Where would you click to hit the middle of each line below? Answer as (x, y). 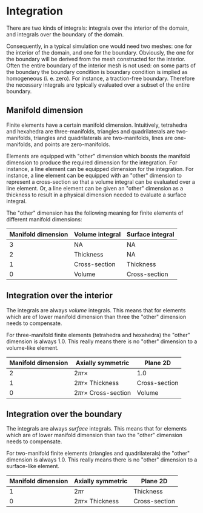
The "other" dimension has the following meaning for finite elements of (95, 213)
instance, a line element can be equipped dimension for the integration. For (100, 169)
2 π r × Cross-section (102, 392)
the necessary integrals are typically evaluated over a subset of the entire (98, 85)
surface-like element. (33, 466)
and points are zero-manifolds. (72, 144)
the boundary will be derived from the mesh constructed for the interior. (96, 59)
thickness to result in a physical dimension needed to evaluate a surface (96, 195)
